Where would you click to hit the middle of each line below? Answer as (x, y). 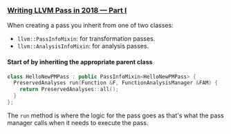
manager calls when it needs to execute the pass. (78, 122)
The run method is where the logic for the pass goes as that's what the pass (115, 115)
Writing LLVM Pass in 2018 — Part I (67, 10)
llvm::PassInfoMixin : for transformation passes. (86, 39)
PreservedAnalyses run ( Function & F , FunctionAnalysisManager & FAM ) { (115, 83)
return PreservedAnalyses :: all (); (69, 89)
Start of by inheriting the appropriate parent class (80, 61)
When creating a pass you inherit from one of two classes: (91, 26)
